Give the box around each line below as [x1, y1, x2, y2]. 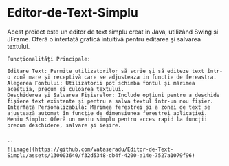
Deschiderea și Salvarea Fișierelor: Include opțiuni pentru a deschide [7, 92, 220, 98]
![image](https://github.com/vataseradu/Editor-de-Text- [7, 146, 174, 153]
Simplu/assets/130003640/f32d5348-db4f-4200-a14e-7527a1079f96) [7, 152, 195, 159]
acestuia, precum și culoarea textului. [7, 85, 125, 92]
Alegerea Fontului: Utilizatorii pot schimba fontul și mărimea [7, 79, 195, 87]
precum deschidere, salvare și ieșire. [7, 122, 122, 129]
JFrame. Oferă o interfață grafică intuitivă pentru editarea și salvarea [7, 34, 201, 43]
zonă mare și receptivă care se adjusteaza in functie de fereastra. [13, 74, 217, 81]
